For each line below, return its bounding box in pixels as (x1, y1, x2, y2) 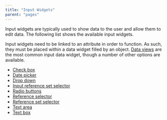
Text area (12, 104, 33, 110)
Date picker (12, 72, 37, 78)
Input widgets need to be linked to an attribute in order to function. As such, (5, 41, 162, 47)
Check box (12, 66, 35, 73)
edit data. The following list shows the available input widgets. (5, 31, 134, 37)
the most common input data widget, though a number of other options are (5, 51, 160, 58)
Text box (12, 109, 31, 115)
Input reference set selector (12, 82, 70, 88)
